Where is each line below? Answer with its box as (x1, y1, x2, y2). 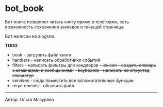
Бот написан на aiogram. (5, 33, 56, 39)
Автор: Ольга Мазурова (5, 96, 54, 102)
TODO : (5, 42, 19, 48)
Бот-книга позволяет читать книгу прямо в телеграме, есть (5, 19, 130, 25)
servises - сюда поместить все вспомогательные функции (12, 78, 134, 83)
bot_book (5, 3, 44, 14)
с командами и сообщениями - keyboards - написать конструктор (12, 67, 150, 73)
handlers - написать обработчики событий (12, 57, 100, 63)
